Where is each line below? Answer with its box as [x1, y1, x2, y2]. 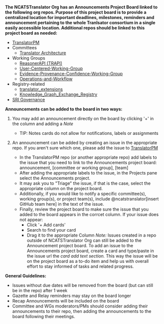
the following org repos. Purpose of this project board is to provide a [5, 9, 147, 15]
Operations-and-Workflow [19, 76, 72, 82]
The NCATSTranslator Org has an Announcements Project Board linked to [5, 4, 158, 10]
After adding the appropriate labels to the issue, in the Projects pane [19, 170, 158, 175]
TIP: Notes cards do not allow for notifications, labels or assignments [19, 130, 159, 136]
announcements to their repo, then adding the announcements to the [12, 308, 152, 314]
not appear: [19, 217, 43, 222]
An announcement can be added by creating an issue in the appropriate [12, 140, 158, 146]
